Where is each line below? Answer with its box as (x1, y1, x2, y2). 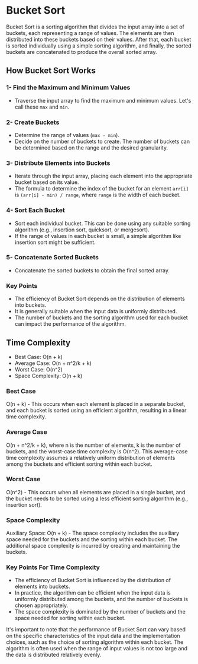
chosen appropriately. (14, 602, 69, 609)
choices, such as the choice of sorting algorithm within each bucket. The (6, 638, 184, 646)
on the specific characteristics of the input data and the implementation (6, 633, 180, 640)
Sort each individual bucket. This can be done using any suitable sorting (14, 220, 191, 227)
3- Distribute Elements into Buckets (6, 158, 111, 167)
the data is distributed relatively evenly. (6, 651, 102, 659)
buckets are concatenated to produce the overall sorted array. (6, 48, 158, 55)
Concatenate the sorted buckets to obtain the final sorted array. (14, 266, 170, 274)
